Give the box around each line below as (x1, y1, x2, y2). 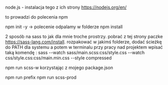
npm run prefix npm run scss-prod (5, 74, 77, 80)
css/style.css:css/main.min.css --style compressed (5, 55, 112, 61)
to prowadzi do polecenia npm (5, 14, 68, 20)
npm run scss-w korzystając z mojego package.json (5, 65, 113, 70)
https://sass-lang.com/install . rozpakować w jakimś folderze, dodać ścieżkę (5, 39, 162, 45)
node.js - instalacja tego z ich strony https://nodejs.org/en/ (5, 5, 127, 10)
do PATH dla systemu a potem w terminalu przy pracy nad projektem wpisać (5, 44, 163, 50)
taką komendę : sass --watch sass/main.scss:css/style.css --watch (5, 50, 145, 55)
